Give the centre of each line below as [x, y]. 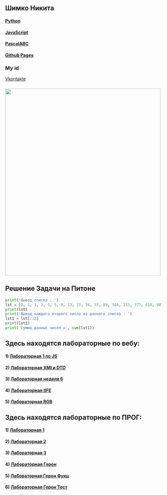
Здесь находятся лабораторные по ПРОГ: [74, 417]
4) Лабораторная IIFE [28, 390]
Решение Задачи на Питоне [50, 289]
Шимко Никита [30, 8]
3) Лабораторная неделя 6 [34, 379]
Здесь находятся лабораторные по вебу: [73, 343]
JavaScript [17, 32]
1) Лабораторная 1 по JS [31, 356]
